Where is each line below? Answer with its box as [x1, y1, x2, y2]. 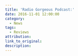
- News [9, 20, 23, 26]
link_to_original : [5, 39, 42, 44]
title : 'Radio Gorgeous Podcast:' [5, 7, 75, 12]
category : [5, 16, 25, 21]
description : [5, 43, 31, 48]
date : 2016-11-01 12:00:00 [5, 12, 60, 17]
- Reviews [9, 30, 29, 35]
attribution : [5, 35, 31, 39]
